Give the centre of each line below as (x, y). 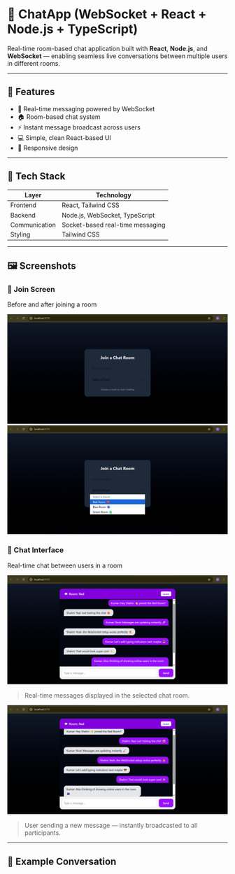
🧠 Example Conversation (62, 861)
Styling (20, 234)
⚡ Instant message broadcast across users (79, 127)
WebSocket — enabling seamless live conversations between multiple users (117, 56)
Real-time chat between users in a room (65, 565)
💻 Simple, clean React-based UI (64, 138)
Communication (33, 225)
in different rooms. (34, 63)
